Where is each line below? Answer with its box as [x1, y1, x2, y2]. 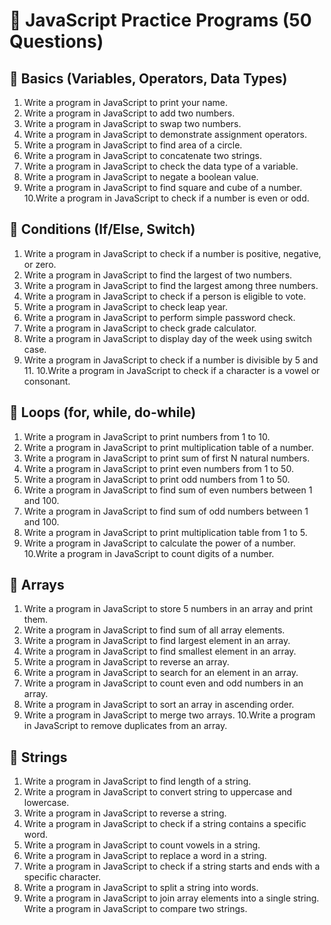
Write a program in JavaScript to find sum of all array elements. [23, 624, 286, 636]
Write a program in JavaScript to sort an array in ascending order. [23, 699, 295, 711]
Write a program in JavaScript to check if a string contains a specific [23, 818, 307, 830]
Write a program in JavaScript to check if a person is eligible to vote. [23, 290, 307, 302]
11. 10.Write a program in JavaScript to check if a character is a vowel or [23, 364, 321, 376]
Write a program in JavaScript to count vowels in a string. [23, 839, 261, 851]
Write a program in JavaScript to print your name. [23, 97, 228, 108]
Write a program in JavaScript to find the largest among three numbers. [23, 279, 319, 291]
